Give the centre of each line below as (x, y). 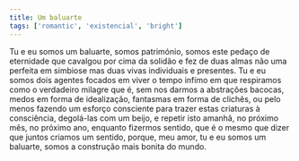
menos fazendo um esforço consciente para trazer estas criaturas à (135, 108)
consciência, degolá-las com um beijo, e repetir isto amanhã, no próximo (144, 118)
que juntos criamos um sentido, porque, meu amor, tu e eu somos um (138, 137)
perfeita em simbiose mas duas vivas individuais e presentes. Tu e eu (138, 70)
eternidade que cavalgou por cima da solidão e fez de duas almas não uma (148, 61)
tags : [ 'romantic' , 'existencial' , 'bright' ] (96, 26)
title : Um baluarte (46, 17)
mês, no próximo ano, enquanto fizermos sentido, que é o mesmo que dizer (149, 127)
